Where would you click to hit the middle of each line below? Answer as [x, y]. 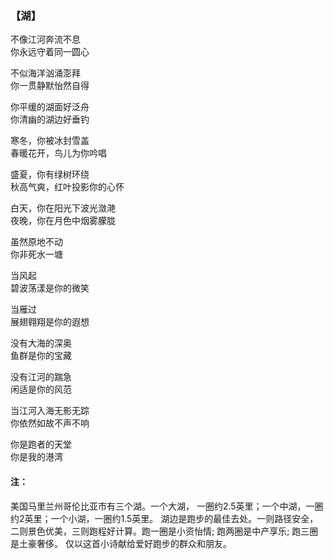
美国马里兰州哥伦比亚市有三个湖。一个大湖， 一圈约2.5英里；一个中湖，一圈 [167, 506]
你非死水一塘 [36, 254]
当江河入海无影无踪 [50, 411]
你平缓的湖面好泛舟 [50, 107]
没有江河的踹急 [41, 377]
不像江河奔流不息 [45, 39]
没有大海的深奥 [41, 343]
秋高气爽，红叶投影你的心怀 [67, 187]
